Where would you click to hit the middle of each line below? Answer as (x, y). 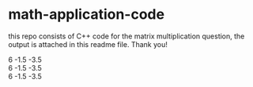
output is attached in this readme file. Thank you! (88, 44)
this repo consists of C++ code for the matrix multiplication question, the (126, 36)
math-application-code (86, 14)
